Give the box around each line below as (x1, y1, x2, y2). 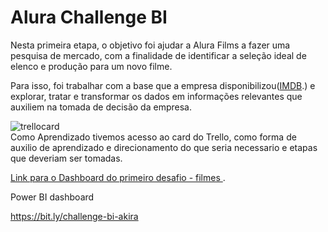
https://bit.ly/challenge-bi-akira (10, 210, 139, 222)
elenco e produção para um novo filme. (10, 60, 173, 72)
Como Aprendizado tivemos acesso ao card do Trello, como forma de (10, 131, 297, 143)
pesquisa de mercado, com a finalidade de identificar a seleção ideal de (10, 49, 307, 61)
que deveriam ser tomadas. (10, 152, 123, 164)
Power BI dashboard (10, 191, 95, 203)
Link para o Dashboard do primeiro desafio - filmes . (10, 171, 226, 183)
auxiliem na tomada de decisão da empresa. (10, 101, 192, 113)
